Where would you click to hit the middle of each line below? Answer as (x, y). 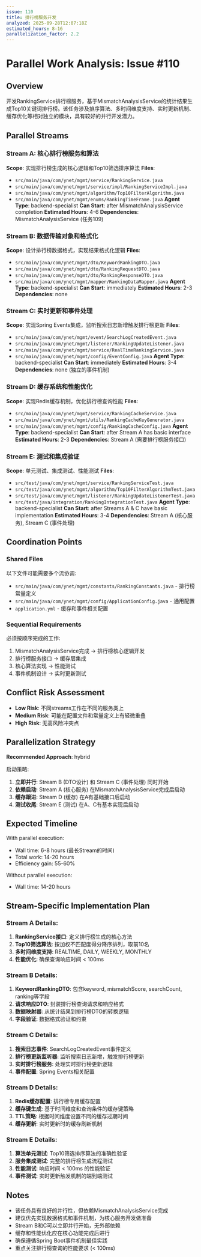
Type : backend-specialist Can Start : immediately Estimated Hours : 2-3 (103, 288)
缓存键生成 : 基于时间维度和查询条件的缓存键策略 (74, 1109)
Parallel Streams (37, 135)
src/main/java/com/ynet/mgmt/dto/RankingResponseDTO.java (89, 276)
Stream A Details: (32, 923)
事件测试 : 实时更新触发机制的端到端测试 (64, 1176)
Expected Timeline (42, 823)
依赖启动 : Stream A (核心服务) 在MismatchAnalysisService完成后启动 (100, 789)
